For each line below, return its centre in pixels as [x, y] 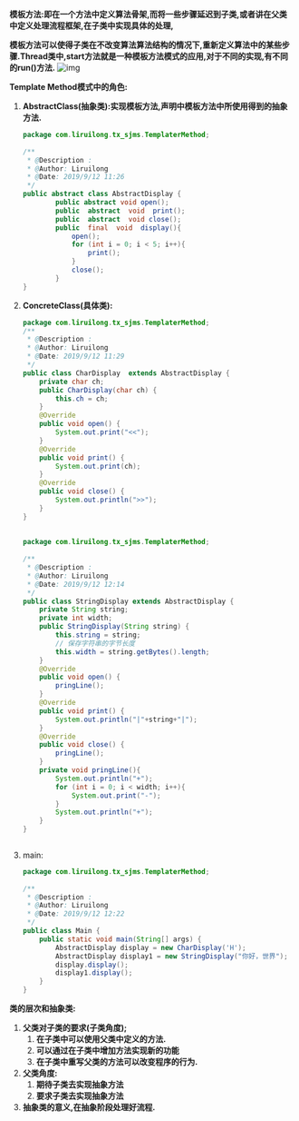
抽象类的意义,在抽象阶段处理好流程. [89, 1107]
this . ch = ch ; [82, 399]
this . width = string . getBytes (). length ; [133, 652]
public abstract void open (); [112, 203]
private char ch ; [72, 382]
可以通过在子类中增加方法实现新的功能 [107, 1050]
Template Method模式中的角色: [69, 87]
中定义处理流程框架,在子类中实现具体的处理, [92, 25]
